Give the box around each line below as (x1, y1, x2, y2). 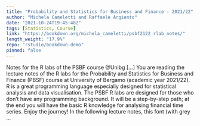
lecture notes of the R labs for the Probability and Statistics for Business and (6, 70, 194, 77)
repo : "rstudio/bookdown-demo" (6, 42, 84, 48)
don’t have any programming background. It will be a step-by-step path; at (6, 95, 190, 102)
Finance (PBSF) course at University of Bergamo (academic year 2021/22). (6, 76, 190, 83)
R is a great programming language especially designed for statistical (6, 83, 177, 90)
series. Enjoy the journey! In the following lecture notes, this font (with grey (6, 108, 190, 115)
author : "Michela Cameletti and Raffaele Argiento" (6, 14, 137, 20)
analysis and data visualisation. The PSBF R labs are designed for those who (6, 89, 194, 96)
